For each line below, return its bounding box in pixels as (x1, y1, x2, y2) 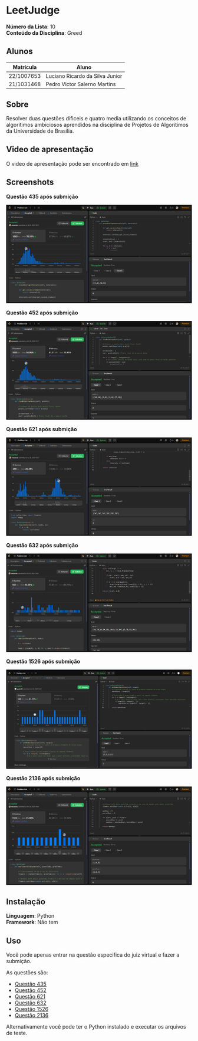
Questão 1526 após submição (6, 658, 81, 665)
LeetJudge (6, 4, 60, 17)
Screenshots (6, 178, 54, 188)
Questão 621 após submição (6, 425, 77, 432)
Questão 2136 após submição (6, 775, 81, 782)
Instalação (6, 896, 46, 907)
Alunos (6, 47, 34, 57)
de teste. (6, 1030, 28, 1037)
